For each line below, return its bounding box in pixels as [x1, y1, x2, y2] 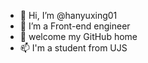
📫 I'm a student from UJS [19, 42, 128, 54]
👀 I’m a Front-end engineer [19, 20, 131, 32]
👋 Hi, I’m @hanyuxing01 [19, 10, 118, 21]
